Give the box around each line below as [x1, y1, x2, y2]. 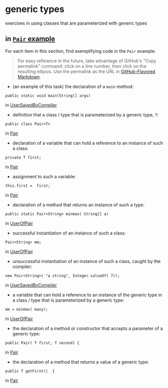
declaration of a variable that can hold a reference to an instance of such [12, 140, 163, 146]
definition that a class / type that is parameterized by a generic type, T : [12, 111, 159, 117]
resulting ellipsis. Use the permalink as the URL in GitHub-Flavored [17, 68, 155, 74]
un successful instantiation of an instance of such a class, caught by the [12, 258, 161, 264]
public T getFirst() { [5, 368, 55, 373]
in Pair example [5, 35, 55, 43]
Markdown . [17, 74, 41, 80]
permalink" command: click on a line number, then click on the [17, 63, 147, 69]
